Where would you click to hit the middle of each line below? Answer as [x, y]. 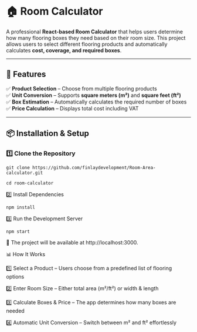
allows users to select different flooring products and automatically [87, 44]
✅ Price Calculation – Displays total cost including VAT [72, 108]
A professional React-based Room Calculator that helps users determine [95, 31]
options [15, 277]
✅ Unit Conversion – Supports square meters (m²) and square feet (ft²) [94, 95]
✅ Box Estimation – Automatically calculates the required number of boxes [96, 102]
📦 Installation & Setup [48, 134]
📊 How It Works [26, 254]
